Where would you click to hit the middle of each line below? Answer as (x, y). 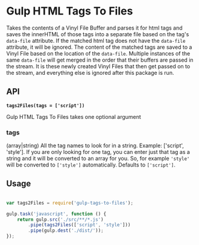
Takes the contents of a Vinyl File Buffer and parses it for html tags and (94, 28)
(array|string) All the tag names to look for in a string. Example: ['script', (95, 145)
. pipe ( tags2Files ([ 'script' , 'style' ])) (79, 225)
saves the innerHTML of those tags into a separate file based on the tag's (98, 34)
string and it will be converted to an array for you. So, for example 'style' (98, 159)
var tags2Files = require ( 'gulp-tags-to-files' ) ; (70, 203)
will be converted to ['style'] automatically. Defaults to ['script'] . (91, 165)
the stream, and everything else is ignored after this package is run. (90, 72)
